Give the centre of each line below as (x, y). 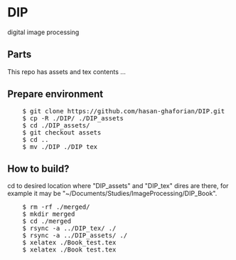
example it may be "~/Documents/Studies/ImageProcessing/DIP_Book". (112, 194)
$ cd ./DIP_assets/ (56, 125)
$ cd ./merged (47, 221)
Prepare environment (55, 94)
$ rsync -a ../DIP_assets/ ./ (75, 235)
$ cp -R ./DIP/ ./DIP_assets (73, 118)
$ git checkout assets (62, 132)
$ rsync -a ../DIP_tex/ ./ (69, 228)
